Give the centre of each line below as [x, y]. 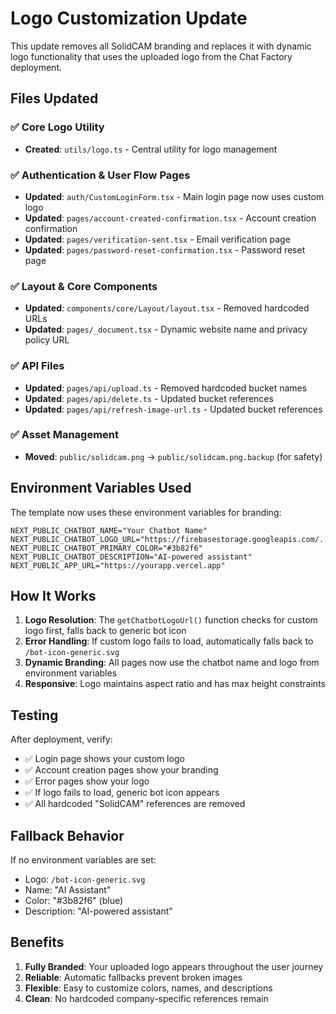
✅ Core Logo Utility [57, 127]
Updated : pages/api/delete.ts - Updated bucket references [149, 398]
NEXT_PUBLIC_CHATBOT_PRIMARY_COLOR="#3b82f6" [106, 548]
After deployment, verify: [61, 739]
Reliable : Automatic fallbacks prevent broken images [133, 977]
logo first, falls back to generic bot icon [105, 631]
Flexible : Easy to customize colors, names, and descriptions [148, 988]
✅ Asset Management [65, 435]
